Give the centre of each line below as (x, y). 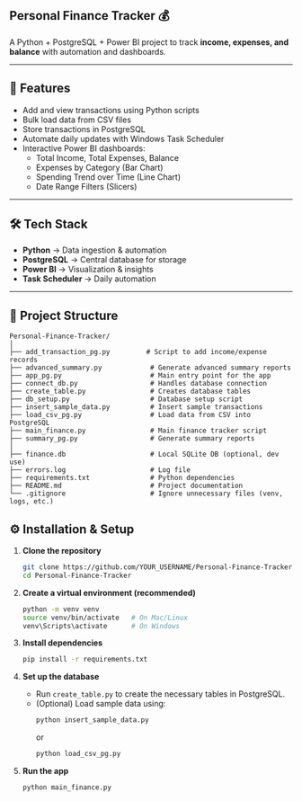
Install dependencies (62, 643)
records (24, 360)
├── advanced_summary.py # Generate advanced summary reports (151, 368)
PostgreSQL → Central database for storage (104, 260)
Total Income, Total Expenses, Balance (107, 157)
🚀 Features (40, 89)
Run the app (45, 771)
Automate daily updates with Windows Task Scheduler (123, 138)
